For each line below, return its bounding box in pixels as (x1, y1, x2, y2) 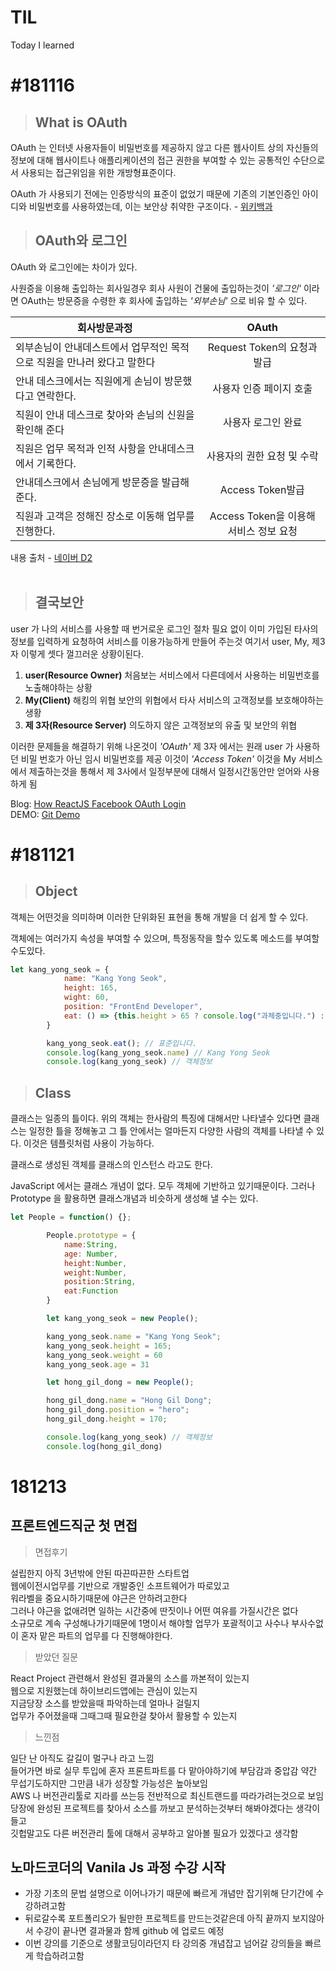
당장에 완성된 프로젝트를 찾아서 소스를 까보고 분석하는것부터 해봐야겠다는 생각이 (10, 1802, 321, 1814)
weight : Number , (63, 1267, 128, 1278)
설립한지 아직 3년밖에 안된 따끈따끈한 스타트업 (10, 1567, 190, 1579)
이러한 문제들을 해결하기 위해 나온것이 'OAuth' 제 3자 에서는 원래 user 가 (10, 740, 294, 752)
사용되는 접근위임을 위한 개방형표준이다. (20, 166, 177, 178)
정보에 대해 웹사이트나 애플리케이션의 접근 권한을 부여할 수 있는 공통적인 (10, 154, 291, 166)
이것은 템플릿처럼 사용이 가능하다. (23, 1137, 155, 1150)
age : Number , (63, 1249, 118, 1259)
